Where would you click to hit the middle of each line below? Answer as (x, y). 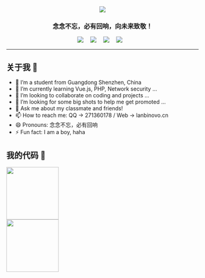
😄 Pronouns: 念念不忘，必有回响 (56, 125)
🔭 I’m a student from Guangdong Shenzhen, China (78, 83)
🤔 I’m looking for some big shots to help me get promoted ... (90, 102)
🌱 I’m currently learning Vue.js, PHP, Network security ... (86, 89)
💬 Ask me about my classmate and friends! (69, 108)
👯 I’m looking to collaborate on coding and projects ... (82, 96)
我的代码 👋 (26, 155)
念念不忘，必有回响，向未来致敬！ (103, 26)
